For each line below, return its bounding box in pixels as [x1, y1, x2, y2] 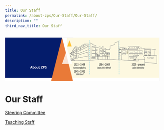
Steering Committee [5, 110, 46, 116]
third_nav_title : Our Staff [5, 23, 63, 28]
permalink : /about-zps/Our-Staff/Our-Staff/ [5, 13, 97, 18]
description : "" [5, 18, 38, 23]
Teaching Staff [5, 119, 35, 125]
